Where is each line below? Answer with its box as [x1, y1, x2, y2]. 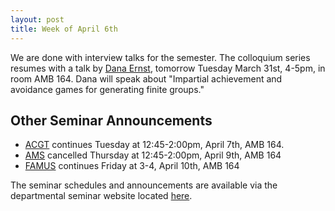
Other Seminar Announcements [10, 112, 213, 129]
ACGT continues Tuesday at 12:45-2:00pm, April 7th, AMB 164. [24, 139, 285, 151]
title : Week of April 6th [10, 24, 118, 34]
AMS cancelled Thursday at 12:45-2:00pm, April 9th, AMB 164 [24, 149, 282, 161]
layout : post [10, 14, 65, 25]
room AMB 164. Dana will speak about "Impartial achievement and [10, 72, 283, 85]
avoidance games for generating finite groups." [10, 83, 205, 95]
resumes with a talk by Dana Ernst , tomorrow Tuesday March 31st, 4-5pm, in [10, 62, 326, 74]
